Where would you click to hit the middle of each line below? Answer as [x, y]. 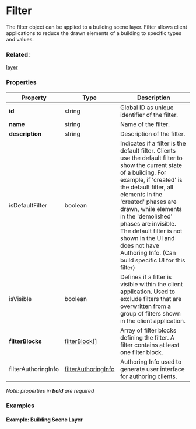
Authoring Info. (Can [148, 252]
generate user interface [153, 369]
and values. [20, 39]
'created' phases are [148, 202]
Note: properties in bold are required [50, 390]
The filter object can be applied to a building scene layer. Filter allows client [97, 27]
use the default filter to [151, 158]
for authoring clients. [149, 376]
